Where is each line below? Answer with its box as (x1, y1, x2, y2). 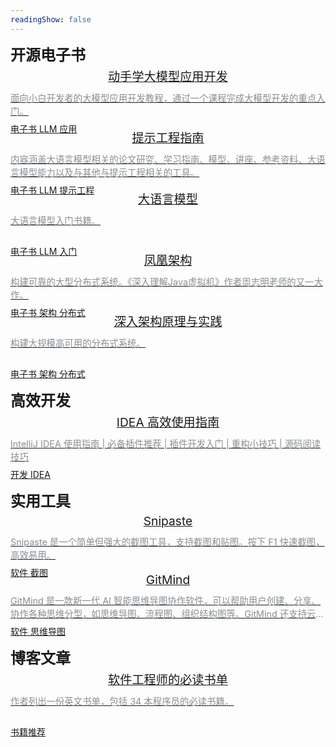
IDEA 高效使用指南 (116, 414, 220, 430)
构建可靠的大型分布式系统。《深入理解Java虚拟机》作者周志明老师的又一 (10, 276, 315, 288)
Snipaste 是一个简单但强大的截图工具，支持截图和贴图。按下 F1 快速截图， (10, 536, 325, 548)
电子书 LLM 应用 (10, 122, 78, 135)
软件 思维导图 (10, 625, 66, 637)
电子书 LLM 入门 (10, 245, 78, 257)
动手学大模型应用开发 (108, 68, 228, 85)
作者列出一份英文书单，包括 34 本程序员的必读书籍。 (10, 695, 235, 707)
